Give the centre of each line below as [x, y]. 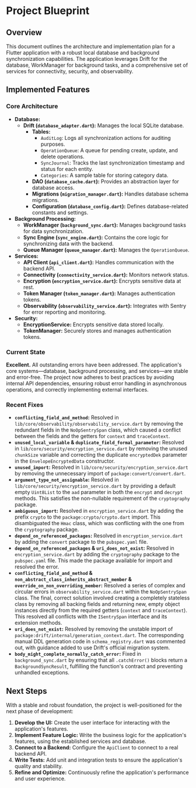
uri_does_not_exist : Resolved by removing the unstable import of [94, 629]
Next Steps [27, 691]
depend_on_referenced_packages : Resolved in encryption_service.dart [99, 536]
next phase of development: [40, 711]
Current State [26, 352]
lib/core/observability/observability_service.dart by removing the [99, 424]
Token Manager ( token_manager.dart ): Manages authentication [99, 293]
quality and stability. [38, 766]
